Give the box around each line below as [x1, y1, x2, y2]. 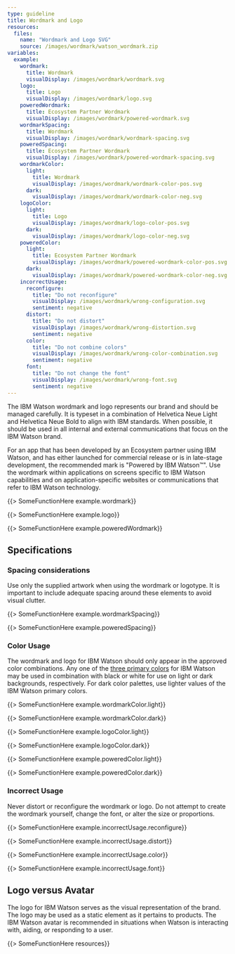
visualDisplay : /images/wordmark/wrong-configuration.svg [32, 298, 206, 305]
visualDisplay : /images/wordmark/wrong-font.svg [32, 376, 177, 383]
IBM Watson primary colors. [7, 687, 88, 695]
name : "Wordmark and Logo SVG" [20, 37, 112, 44]
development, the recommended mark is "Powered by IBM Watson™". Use [7, 460, 221, 469]
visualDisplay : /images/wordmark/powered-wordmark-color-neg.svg [32, 271, 228, 278]
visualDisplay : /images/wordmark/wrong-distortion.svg [32, 324, 196, 331]
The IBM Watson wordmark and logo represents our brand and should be [7, 402, 219, 411]
